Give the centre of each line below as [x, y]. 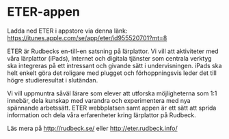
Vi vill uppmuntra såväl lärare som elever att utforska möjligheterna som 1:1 [112, 93]
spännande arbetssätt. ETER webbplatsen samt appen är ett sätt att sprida [112, 108]
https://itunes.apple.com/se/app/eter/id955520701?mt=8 [87, 37]
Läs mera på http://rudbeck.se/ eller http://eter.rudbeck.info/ [92, 128]
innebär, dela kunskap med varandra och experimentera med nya [99, 100]
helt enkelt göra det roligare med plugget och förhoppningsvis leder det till [112, 73]
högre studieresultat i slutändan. [53, 80]
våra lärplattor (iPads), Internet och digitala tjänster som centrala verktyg [109, 58]
